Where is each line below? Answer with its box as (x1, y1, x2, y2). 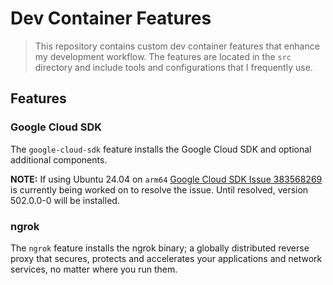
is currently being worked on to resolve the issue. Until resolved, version (10, 183, 309, 196)
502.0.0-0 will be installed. (10, 194, 120, 206)
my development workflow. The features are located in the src (34, 50, 292, 62)
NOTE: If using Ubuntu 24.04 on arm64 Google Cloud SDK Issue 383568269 (10, 173, 323, 185)
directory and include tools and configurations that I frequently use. (34, 61, 313, 73)
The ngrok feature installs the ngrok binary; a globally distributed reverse (10, 242, 310, 254)
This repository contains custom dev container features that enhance (34, 40, 320, 52)
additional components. (10, 153, 108, 166)
